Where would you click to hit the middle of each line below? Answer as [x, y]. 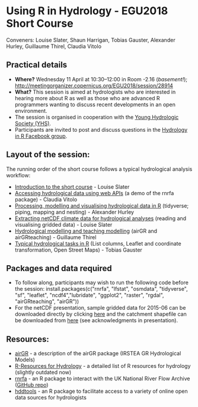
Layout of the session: [48, 155]
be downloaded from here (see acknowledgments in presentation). [96, 320]
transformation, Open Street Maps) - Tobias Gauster [78, 250]
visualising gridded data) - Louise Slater [63, 224]
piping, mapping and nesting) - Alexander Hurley [74, 212]
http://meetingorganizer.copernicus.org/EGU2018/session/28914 [94, 85]
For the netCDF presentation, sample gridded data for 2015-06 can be [100, 308]
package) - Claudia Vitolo [46, 199]
